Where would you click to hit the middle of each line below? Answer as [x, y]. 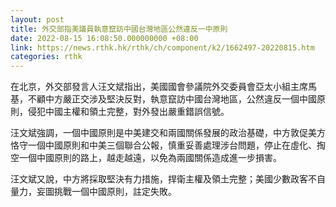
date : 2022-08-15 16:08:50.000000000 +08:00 [104, 38]
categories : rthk [46, 57]
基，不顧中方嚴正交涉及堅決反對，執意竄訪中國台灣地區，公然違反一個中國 [163, 99]
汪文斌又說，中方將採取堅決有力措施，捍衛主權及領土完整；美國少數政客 [159, 179]
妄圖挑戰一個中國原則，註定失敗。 [106, 192]
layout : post [37, 19]
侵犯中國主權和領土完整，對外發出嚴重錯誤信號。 [128, 112]
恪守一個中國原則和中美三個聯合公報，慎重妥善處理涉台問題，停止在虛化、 [163, 145]
